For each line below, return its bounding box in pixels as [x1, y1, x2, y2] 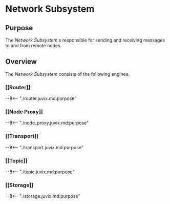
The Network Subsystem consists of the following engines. [5, 71, 130, 77]
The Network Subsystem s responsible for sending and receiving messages [5, 37, 165, 43]
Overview [5, 57, 37, 66]
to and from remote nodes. [5, 43, 62, 49]
